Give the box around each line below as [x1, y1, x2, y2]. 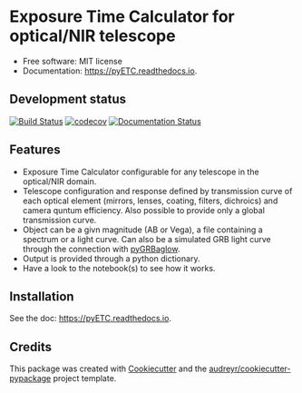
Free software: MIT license [22, 55, 122, 66]
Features [9, 142, 61, 158]
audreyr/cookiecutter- [208, 363, 291, 374]
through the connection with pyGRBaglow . [22, 243, 180, 254]
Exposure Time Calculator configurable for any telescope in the [22, 166, 260, 177]
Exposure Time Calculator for [9, 6, 235, 27]
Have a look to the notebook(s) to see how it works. [22, 262, 216, 273]
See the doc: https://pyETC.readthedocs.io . [9, 313, 172, 324]
